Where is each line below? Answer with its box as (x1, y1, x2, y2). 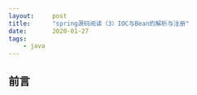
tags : (8, 34, 27, 43)
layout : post (8, 11, 68, 20)
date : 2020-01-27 (8, 27, 90, 35)
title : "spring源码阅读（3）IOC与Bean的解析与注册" (8, 19, 190, 28)
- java (23, 42, 46, 50)
